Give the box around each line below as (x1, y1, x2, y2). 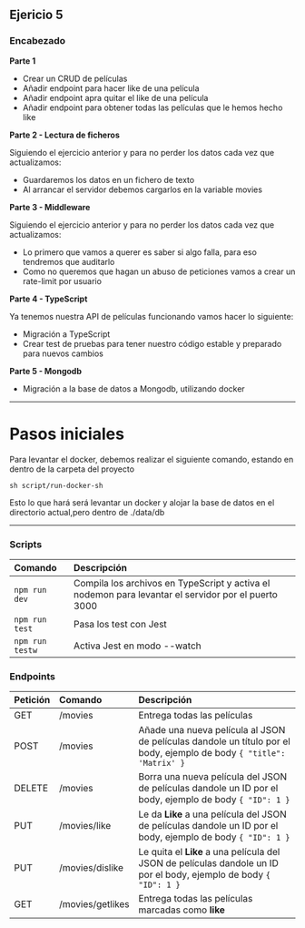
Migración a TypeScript (22, 328, 111, 340)
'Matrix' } (138, 758, 186, 769)
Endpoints (9, 669, 56, 682)
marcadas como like (138, 903, 225, 916)
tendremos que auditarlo (22, 256, 115, 267)
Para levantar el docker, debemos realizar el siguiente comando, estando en (9, 454, 294, 464)
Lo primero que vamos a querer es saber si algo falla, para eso (22, 246, 257, 258)
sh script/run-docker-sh (9, 481, 103, 490)
